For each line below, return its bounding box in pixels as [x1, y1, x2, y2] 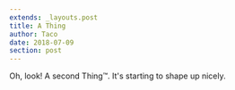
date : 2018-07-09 [9, 37, 74, 47]
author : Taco [9, 29, 58, 38]
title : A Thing [9, 21, 66, 30]
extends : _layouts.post [9, 12, 99, 22]
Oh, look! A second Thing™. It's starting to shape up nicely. [9, 70, 226, 81]
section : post [9, 46, 63, 55]
